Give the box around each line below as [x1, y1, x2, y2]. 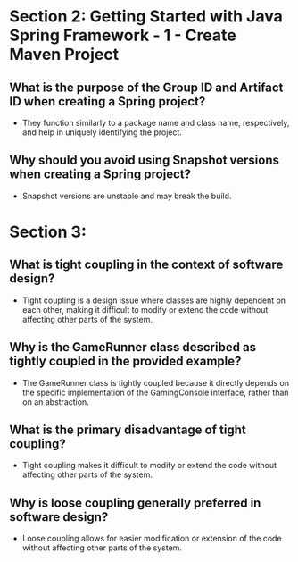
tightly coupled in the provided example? [9, 354, 242, 369]
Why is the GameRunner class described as [9, 340, 257, 355]
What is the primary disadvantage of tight [9, 423, 247, 438]
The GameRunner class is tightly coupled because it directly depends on [21, 377, 290, 388]
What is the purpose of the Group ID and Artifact [9, 80, 284, 95]
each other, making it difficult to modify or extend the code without [21, 304, 269, 315]
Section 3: [9, 222, 87, 242]
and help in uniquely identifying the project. [21, 127, 183, 138]
